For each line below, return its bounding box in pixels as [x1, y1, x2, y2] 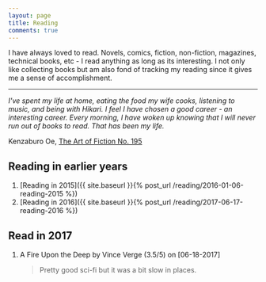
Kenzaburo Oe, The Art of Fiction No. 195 [8, 136, 142, 147]
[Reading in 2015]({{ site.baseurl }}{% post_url [19, 181, 172, 190]
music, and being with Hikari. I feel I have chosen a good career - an [8, 105, 233, 114]
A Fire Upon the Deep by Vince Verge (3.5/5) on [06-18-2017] [19, 250, 221, 259]
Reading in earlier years [8, 159, 128, 173]
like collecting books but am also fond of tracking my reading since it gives [8, 65, 253, 74]
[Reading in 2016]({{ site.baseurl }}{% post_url [19, 197, 172, 207]
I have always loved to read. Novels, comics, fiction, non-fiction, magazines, [8, 48, 257, 58]
